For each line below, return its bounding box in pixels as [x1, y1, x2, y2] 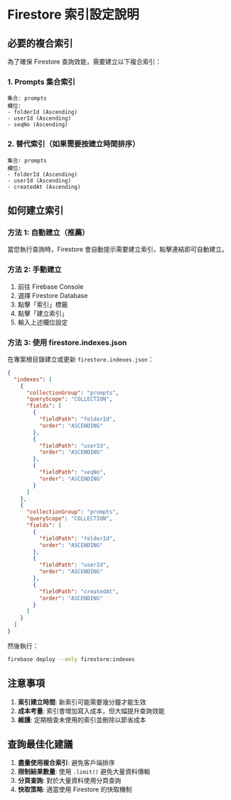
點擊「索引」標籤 [17, 300, 68, 309]
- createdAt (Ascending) [7, 183, 81, 190]
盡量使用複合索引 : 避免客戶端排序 [17, 759, 115, 767]
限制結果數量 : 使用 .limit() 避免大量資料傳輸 [17, 767, 151, 776]
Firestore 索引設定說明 [7, 6, 140, 23]
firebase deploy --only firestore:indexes [7, 655, 135, 663]
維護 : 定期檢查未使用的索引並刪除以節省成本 [17, 715, 146, 724]
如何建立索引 [7, 204, 64, 216]
